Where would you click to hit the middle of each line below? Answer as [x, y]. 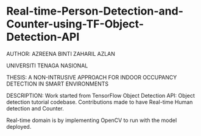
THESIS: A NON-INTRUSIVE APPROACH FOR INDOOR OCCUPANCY [92, 77]
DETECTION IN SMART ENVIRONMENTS [57, 84]
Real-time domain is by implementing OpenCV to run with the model [92, 120]
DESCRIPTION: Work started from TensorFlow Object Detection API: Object [100, 95]
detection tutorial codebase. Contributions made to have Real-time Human [100, 102]
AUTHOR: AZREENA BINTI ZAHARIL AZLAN [61, 53]
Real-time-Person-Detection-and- [95, 11]
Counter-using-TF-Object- [75, 24]
